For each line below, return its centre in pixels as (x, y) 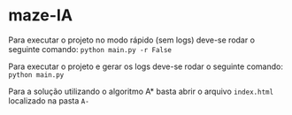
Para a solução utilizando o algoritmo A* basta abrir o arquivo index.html (141, 91)
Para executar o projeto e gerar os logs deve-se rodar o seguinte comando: (146, 66)
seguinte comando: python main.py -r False (90, 49)
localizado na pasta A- (49, 100)
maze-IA (40, 15)
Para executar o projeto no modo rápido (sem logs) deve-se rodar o (132, 40)
